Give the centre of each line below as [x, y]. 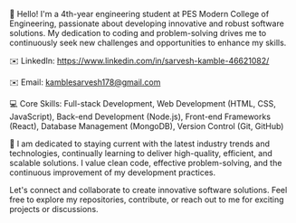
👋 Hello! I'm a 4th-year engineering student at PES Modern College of [139, 14]
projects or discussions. [54, 209]
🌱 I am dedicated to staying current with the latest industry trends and [139, 144]
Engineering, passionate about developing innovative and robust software [147, 23]
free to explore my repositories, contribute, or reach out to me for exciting [147, 200]
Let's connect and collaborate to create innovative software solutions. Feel [148, 190]
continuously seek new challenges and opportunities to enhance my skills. [148, 42]
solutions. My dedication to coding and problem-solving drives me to [138, 33]
